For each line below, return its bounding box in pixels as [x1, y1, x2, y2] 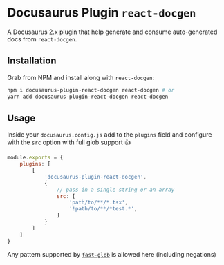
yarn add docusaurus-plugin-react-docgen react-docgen [7, 93, 169, 100]
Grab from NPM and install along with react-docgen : [7, 73, 154, 81]
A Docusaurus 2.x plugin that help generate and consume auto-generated [7, 28, 218, 36]
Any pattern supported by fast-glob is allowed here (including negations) [7, 250, 216, 258]
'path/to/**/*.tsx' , [68, 199, 129, 206]
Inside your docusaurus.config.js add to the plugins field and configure [7, 130, 212, 139]
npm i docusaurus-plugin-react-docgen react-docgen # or [7, 86, 175, 94]
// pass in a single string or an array [56, 186, 175, 193]
